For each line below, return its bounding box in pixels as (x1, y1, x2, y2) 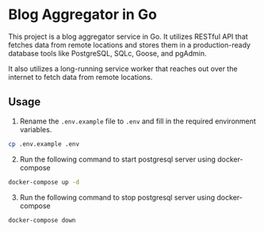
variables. (19, 124, 52, 134)
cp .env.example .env (8, 140, 80, 148)
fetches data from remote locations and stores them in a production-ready (8, 40, 251, 49)
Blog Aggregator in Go (8, 6, 157, 24)
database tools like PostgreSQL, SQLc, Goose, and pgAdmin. (8, 48, 207, 58)
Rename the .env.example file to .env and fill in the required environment (19, 116, 256, 126)
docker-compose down (8, 216, 77, 224)
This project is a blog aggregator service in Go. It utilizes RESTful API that (8, 32, 248, 41)
